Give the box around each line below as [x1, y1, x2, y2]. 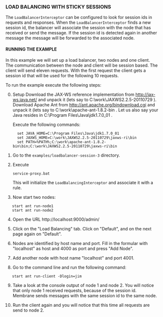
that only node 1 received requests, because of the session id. [12, 287, 137, 293]
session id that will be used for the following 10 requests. [5, 72, 119, 78]
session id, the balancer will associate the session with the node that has [5, 25, 151, 31]
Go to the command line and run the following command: [12, 264, 127, 270]
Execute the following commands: [12, 122, 81, 127]
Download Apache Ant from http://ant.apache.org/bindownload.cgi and [12, 102, 155, 107]
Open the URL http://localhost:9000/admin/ [12, 216, 100, 222]
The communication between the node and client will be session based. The [5, 62, 158, 68]
